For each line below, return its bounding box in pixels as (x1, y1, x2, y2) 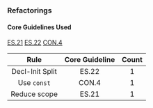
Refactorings (7, 6, 52, 15)
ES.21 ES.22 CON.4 (7, 38, 63, 47)
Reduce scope (10, 89, 58, 99)
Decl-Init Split (11, 67, 58, 77)
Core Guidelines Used (7, 23, 72, 31)
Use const (17, 78, 51, 88)
